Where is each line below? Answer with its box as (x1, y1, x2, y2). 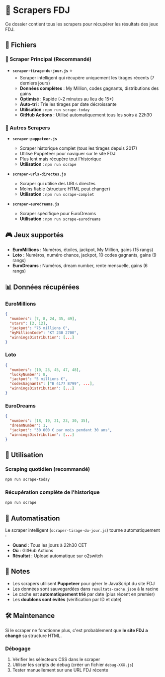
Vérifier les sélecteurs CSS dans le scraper (12, 656, 100, 662)
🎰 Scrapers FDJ (5, 4, 71, 16)
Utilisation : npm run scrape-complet (19, 191, 94, 197)
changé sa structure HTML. (5, 633, 62, 639)
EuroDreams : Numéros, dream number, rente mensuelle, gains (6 (12, 262, 148, 269)
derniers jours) (19, 80, 51, 86)
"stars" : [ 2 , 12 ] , (9, 321, 48, 326)
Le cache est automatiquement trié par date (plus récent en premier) (12, 591, 155, 597)
